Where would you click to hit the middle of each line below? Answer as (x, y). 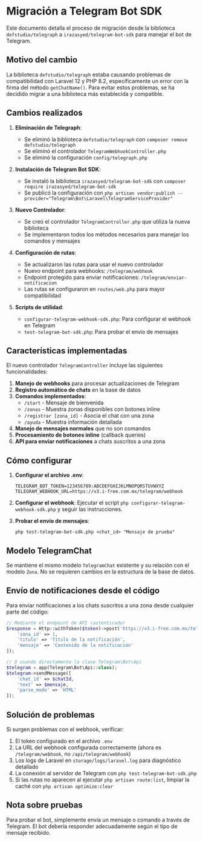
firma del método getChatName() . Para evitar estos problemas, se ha (91, 87)
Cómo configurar (39, 460)
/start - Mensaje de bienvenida (64, 403)
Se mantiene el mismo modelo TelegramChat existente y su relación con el (98, 565)
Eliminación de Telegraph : (48, 127)
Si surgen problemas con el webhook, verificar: (65, 729)
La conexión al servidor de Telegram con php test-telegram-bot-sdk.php (106, 773)
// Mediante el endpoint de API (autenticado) (66, 623)
